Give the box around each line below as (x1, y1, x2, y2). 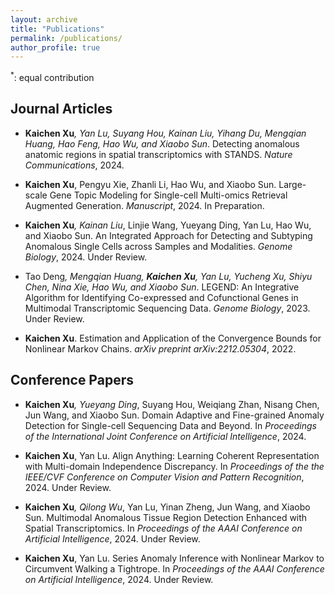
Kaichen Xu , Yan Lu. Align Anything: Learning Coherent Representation (24, 449, 320, 461)
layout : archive (10, 14, 78, 25)
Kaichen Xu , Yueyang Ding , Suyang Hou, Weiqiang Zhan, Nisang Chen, (24, 398, 320, 410)
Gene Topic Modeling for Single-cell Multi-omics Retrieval (49, 189, 288, 201)
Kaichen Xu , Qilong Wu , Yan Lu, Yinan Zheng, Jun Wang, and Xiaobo (24, 501, 311, 513)
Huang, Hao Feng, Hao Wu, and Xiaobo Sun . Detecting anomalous (24, 137, 300, 150)
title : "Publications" (10, 24, 105, 34)
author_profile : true (10, 42, 101, 53)
